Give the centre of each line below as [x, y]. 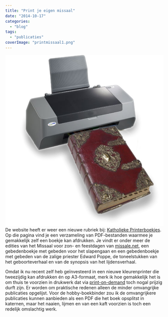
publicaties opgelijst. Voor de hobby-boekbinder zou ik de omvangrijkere [81, 293]
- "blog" [19, 27]
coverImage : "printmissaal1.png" [40, 43]
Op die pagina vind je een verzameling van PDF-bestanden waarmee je [79, 235]
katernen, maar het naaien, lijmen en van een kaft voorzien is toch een [78, 303]
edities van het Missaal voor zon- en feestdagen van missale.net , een [77, 246]
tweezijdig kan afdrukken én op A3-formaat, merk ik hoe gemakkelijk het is [83, 277]
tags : [11, 32]
